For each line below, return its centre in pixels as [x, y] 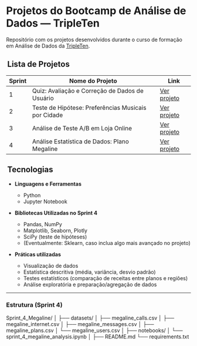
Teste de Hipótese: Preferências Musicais [89, 108]
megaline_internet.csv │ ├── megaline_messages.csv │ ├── [80, 324]
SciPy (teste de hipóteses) [55, 237]
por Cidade [47, 115]
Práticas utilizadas [38, 254]
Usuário [43, 98]
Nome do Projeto [93, 80]
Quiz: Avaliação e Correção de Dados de [88, 90]
